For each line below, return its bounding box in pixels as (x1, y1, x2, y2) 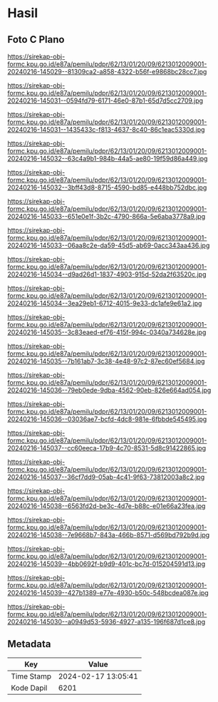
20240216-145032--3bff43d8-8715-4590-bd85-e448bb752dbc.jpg (7, 183, 207, 192)
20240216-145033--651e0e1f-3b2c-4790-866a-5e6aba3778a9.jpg (7, 212, 205, 220)
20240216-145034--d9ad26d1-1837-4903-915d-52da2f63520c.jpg (7, 270, 207, 279)
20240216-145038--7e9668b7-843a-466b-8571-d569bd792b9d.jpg (7, 531, 210, 539)
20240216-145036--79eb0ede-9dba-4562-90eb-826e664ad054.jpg (7, 386, 212, 394)
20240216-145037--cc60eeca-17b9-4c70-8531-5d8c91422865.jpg (7, 444, 207, 452)
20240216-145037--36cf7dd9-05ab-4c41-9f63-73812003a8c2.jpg (7, 473, 205, 481)
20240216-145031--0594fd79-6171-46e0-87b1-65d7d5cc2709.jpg (7, 96, 204, 105)
